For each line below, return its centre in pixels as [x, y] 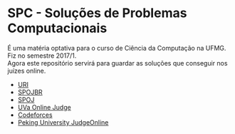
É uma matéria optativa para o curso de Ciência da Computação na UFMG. [117, 48]
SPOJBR [30, 92]
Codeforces [35, 115]
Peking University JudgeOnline [63, 122]
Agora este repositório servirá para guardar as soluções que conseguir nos [117, 63]
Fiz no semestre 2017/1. [42, 56]
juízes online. [27, 71]
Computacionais [57, 28]
